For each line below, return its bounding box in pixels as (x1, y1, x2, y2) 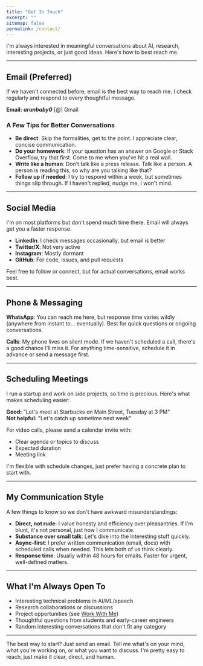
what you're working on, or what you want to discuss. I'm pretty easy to (6, 647, 185, 654)
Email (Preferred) (6, 72, 72, 82)
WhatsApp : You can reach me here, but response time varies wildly (6, 313, 175, 321)
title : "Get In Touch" (6, 8, 63, 15)
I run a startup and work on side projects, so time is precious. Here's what (6, 390, 190, 397)
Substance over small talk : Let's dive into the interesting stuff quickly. (14, 533, 190, 540)
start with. (6, 469, 31, 476)
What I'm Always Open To (6, 581, 106, 592)
